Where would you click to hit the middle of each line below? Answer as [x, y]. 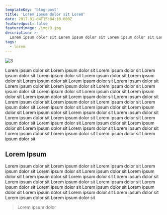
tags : [11, 42]
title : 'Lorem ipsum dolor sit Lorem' [45, 14]
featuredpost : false [27, 24]
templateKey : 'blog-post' [32, 10]
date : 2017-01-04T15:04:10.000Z [39, 19]
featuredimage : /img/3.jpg [33, 28]
